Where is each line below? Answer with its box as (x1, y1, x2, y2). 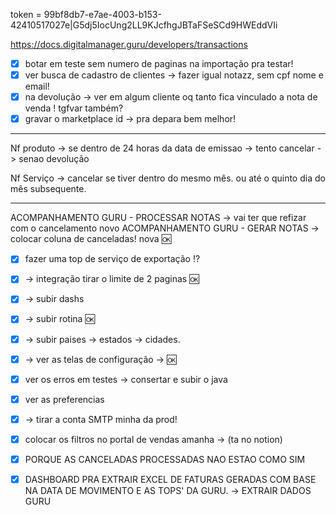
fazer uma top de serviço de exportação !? (24, 253, 201, 265)
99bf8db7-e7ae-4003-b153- (43, 9, 162, 20)
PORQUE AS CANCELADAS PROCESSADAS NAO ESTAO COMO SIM (24, 453, 306, 465)
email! (24, 80, 50, 93)
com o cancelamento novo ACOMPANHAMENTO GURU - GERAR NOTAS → (10, 222, 320, 234)
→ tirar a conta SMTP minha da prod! (24, 413, 178, 425)
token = (10, 9, 42, 20)
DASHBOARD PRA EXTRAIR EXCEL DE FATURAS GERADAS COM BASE (24, 473, 317, 485)
